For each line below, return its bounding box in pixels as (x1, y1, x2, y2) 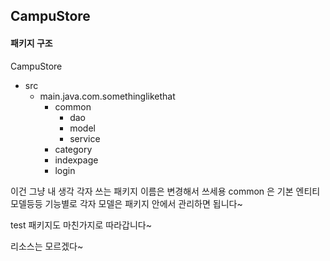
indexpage (54, 154, 99, 166)
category (54, 143, 93, 155)
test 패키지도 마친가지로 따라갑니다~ (10, 219, 152, 231)
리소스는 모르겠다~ (10, 240, 84, 252)
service (69, 132, 101, 144)
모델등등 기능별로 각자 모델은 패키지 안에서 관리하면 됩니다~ (10, 197, 243, 209)
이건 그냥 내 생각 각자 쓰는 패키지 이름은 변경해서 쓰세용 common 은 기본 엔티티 (10, 185, 321, 197)
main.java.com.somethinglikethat (39, 90, 176, 102)
